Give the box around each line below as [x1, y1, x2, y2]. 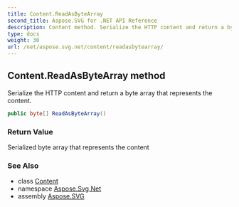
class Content [17, 177, 59, 186]
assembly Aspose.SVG [17, 192, 85, 201]
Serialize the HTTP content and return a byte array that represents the [7, 88, 213, 97]
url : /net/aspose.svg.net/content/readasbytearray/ [7, 43, 164, 51]
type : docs [7, 30, 40, 38]
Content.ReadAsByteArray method [7, 70, 166, 82]
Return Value [7, 127, 53, 137]
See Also [7, 161, 39, 171]
